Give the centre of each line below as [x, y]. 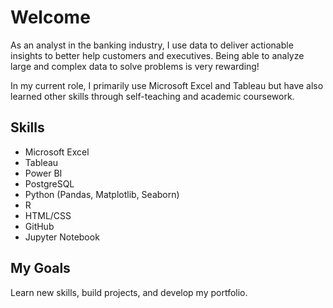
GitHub [39, 226]
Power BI [43, 173]
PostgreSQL [49, 183]
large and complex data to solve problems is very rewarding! [135, 66]
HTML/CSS [48, 215]
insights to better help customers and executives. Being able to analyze [157, 55]
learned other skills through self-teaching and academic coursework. [152, 96]
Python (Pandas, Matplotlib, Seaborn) [102, 194]
